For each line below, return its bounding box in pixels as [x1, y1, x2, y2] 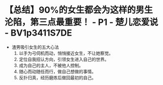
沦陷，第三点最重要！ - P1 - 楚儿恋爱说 [4, 17, 158, 28]
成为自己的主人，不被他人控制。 [19, 62, 83, 68]
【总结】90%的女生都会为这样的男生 [4, 4, 153, 16]
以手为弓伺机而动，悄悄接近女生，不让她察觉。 [19, 50, 113, 56]
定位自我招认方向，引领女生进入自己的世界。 [19, 56, 109, 62]
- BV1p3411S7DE [4, 27, 72, 39]
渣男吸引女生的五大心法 [11, 44, 59, 50]
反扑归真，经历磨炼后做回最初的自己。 [19, 74, 96, 81]
